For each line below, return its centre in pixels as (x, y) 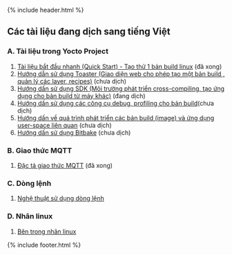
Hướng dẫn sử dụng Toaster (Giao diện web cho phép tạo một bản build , (121, 74)
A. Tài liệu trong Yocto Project (58, 51)
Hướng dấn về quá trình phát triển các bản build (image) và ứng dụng (116, 117)
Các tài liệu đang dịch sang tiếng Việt (89, 31)
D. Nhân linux (30, 216)
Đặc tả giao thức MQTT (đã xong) (65, 165)
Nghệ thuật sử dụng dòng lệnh (61, 198)
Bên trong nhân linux (47, 232)
